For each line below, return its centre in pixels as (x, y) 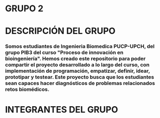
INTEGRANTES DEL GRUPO (62, 110)
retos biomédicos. (27, 89)
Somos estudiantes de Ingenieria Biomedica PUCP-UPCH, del (80, 46)
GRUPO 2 (24, 9)
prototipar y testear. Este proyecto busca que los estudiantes (80, 77)
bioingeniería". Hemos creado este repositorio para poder (76, 59)
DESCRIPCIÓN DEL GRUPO (60, 31)
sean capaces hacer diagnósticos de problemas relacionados (80, 83)
